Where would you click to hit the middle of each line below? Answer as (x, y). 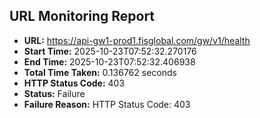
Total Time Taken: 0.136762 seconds (100, 72)
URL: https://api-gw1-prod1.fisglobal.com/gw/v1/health (137, 40)
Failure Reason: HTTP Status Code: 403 (107, 104)
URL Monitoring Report (82, 16)
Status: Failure (54, 93)
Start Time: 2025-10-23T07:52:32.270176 (110, 51)
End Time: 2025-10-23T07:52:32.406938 (109, 61)
